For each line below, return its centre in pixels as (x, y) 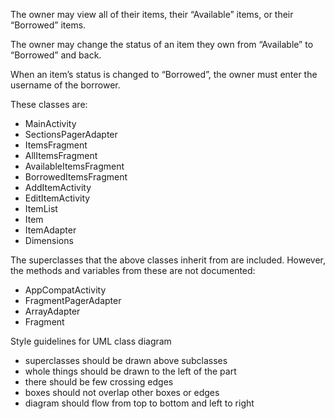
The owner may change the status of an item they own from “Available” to (162, 44)
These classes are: (49, 104)
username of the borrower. (65, 85)
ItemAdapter (50, 230)
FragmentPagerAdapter (73, 300)
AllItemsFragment (61, 155)
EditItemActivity (57, 198)
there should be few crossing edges (99, 382)
